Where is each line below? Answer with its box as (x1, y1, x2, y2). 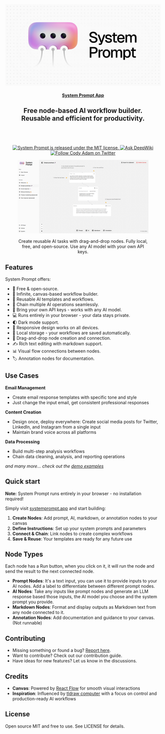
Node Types (5, 550, 43, 559)
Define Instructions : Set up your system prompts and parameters (12, 525, 147, 531)
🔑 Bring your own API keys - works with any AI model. (12, 307, 122, 313)
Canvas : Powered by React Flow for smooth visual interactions (12, 685, 140, 692)
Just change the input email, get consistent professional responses (12, 399, 149, 405)
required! (5, 496, 24, 502)
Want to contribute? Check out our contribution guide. (12, 653, 123, 658)
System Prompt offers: (5, 276, 51, 282)
